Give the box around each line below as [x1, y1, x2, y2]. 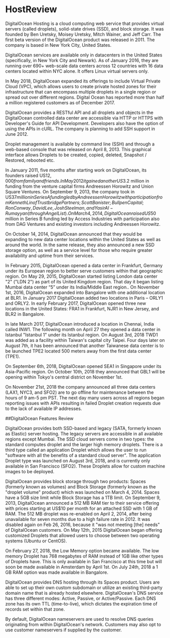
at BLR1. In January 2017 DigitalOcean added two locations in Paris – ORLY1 [5, 295, 163, 301]
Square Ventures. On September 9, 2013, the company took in [5, 188, 135, 194]
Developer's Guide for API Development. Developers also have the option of [5, 120, 164, 126]
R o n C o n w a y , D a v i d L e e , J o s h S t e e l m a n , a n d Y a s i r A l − [5, 205, 113, 211]
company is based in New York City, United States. [5, 42, 112, 48]
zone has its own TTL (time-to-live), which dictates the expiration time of [5, 600, 158, 606]
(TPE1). [5, 353, 20, 359]
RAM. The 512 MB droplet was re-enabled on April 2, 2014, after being [5, 510, 152, 517]
